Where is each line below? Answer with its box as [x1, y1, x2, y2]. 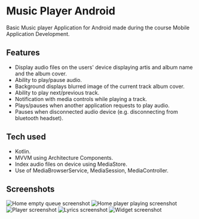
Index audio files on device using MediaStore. [14, 160, 127, 168]
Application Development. [6, 30, 70, 37]
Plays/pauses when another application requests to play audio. [14, 102, 170, 109]
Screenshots [6, 184, 55, 194]
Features [6, 48, 40, 58]
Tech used [6, 132, 46, 142]
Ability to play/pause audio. [14, 76, 82, 83]
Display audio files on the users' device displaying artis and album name [14, 63, 193, 71]
